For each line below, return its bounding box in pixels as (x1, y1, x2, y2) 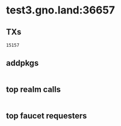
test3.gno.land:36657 (6, 4, 115, 17)
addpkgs (6, 58, 39, 68)
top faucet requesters (6, 111, 87, 121)
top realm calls (6, 84, 61, 94)
